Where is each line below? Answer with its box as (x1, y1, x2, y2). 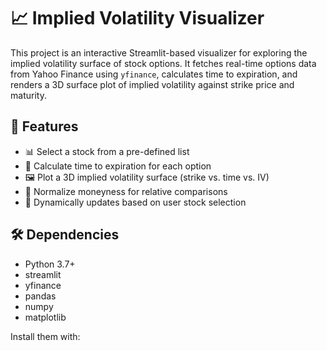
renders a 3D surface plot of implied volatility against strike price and (10, 78, 295, 90)
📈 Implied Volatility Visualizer (10, 7, 265, 30)
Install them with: (10, 330, 81, 342)
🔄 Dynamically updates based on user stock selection (24, 196, 247, 208)
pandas (24, 290, 57, 302)
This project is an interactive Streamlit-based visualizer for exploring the (10, 46, 308, 59)
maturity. (10, 89, 47, 101)
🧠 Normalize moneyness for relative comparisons (24, 185, 228, 197)
